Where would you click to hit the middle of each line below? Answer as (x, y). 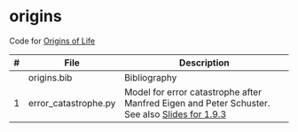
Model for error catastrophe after (192, 92)
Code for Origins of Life (52, 41)
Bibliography (150, 77)
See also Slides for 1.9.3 (175, 114)
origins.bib (50, 77)
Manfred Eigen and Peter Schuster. (197, 103)
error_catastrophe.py (72, 103)
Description (204, 62)
